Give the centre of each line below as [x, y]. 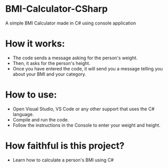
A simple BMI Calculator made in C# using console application [71, 23]
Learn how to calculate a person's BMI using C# [63, 160]
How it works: [35, 44]
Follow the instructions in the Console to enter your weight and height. [87, 125]
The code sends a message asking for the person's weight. [75, 58]
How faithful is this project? [65, 146]
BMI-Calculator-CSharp [57, 9]
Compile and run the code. [41, 119]
